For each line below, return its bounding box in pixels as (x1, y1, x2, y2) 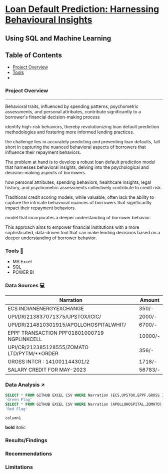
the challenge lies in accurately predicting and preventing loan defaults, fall (5, 138, 160, 144)
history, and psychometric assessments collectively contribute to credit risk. (5, 184, 162, 190)
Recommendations (5, 450, 52, 457)
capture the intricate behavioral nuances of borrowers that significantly (5, 199, 152, 205)
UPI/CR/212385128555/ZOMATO (7, 344, 89, 351)
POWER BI (12, 269, 34, 275)
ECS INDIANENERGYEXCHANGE (7, 305, 84, 312)
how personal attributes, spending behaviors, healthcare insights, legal (5, 179, 151, 185)
